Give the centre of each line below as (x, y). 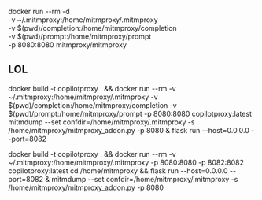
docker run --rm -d (39, 11)
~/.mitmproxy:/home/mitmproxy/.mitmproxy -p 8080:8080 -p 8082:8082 (126, 162)
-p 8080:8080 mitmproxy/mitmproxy (68, 45)
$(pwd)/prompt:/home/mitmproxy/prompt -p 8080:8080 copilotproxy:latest (130, 113)
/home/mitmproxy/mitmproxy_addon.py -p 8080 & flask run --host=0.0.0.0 (129, 130)
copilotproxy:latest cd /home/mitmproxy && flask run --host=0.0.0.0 (118, 170)
